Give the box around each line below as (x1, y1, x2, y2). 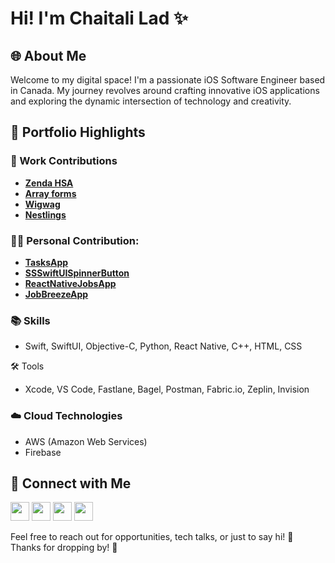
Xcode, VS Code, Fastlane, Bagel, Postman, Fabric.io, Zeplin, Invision (24, 383, 310, 396)
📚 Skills (10, 313, 51, 327)
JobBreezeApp (24, 288, 89, 300)
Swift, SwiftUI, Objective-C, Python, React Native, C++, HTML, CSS (24, 340, 303, 352)
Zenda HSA (24, 177, 74, 189)
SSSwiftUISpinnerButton (24, 267, 130, 279)
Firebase (24, 446, 62, 458)
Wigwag (24, 198, 61, 210)
